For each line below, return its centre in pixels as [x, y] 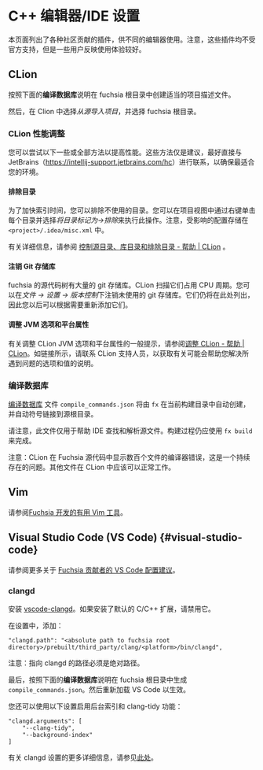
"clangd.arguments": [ [45, 721]
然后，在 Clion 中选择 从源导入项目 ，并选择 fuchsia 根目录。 [104, 111]
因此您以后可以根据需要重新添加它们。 [70, 305]
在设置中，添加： [36, 625]
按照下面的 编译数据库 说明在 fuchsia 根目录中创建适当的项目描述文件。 [122, 94]
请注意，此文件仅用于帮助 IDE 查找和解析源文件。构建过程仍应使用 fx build [130, 431]
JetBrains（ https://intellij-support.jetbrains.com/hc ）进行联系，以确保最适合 [131, 162]
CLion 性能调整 [37, 133]
